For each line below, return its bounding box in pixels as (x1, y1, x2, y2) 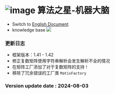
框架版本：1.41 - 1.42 (12, 52, 54, 58)
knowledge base (12, 27, 46, 32)
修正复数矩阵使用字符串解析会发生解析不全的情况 (12, 58, 110, 64)
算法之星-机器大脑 (37, 5, 110, 16)
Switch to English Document (12, 21, 69, 27)
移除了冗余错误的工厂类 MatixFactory (12, 70, 86, 76)
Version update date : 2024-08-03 (5, 82, 89, 89)
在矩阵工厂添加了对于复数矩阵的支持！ (12, 64, 89, 70)
